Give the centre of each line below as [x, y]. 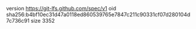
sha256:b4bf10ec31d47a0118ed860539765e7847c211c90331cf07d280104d [98, 14]
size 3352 [43, 21]
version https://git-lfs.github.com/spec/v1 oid [61, 8]
